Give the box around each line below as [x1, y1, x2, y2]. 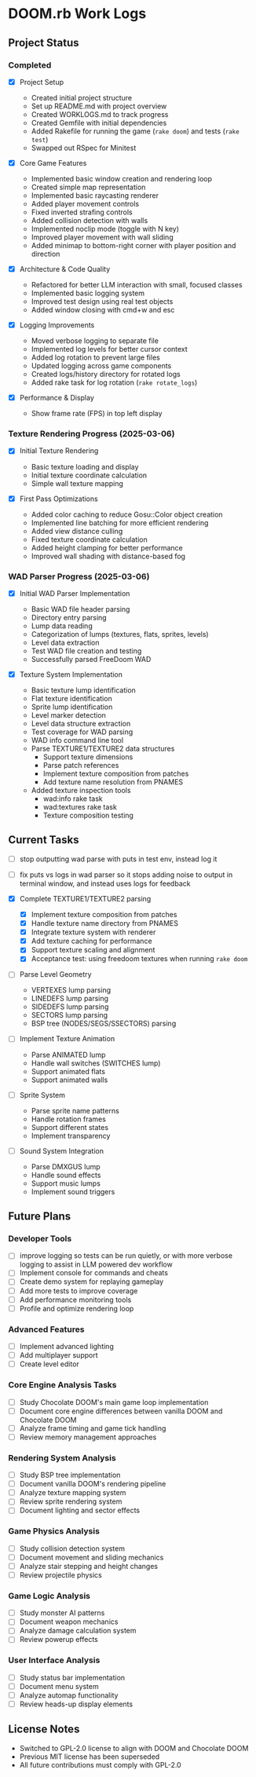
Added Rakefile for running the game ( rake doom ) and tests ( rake [31, 126, 240, 136]
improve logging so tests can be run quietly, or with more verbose [19, 1251, 233, 1260]
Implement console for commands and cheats [19, 1268, 169, 1278]
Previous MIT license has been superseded [19, 1752, 160, 1761]
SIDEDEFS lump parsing [31, 1002, 109, 1011]
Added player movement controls [31, 199, 140, 208]
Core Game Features [19, 158, 87, 167]
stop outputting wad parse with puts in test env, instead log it [19, 854, 218, 864]
